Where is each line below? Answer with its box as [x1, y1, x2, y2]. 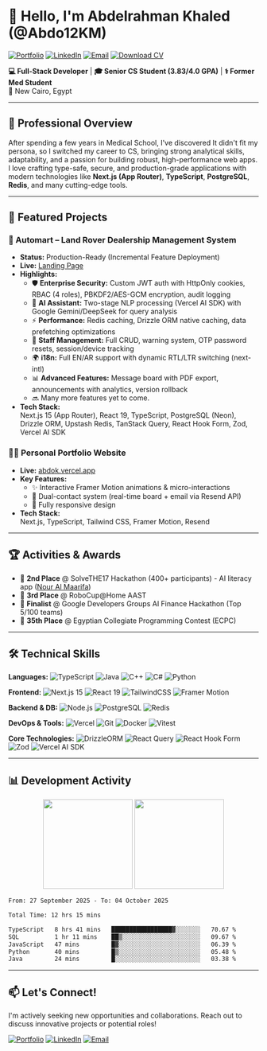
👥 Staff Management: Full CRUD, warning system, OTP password [31, 336, 247, 345]
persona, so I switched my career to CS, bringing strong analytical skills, [8, 146, 245, 156]
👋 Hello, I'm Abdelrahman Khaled [8, 7, 230, 25]
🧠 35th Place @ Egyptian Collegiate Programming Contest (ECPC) [19, 616, 237, 625]
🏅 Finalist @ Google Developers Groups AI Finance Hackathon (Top [19, 598, 242, 608]
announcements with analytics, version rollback [31, 385, 188, 395]
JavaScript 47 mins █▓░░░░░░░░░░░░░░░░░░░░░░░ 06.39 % [8, 940, 237, 948]
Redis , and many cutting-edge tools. [8, 180, 129, 189]
